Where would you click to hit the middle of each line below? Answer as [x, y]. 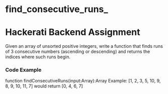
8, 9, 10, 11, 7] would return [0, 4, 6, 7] [44, 86]
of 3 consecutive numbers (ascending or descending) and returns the [78, 52]
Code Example [23, 70]
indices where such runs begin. [38, 57]
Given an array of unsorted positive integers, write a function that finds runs [84, 46]
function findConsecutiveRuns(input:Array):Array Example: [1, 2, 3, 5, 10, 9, [83, 81]
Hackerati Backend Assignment [73, 32]
